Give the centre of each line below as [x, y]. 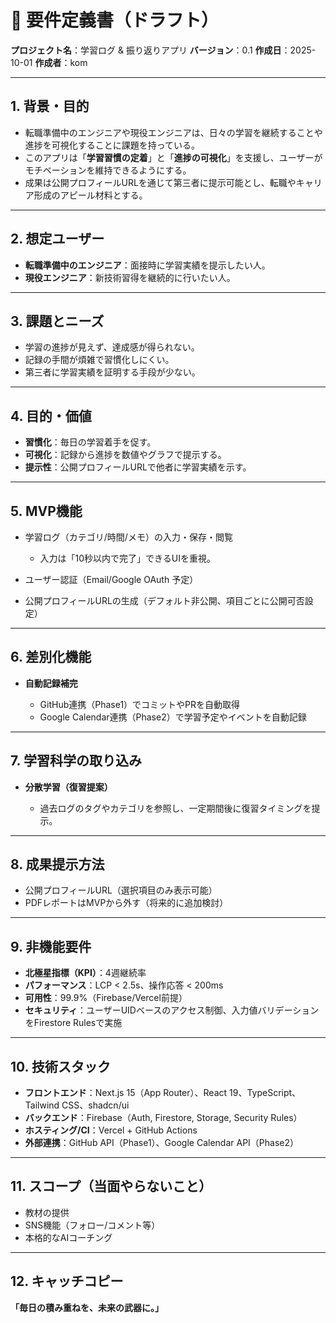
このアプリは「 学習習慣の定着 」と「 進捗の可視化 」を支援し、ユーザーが [173, 157]
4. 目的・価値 [51, 416]
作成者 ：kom [61, 62]
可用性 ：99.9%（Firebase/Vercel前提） [106, 998]
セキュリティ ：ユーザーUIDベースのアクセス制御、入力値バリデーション [172, 1010]
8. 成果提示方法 [57, 864]
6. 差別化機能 [51, 657]
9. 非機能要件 [51, 946]
